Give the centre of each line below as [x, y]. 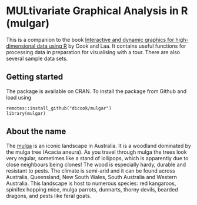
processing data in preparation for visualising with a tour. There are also [93, 52]
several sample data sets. [37, 58]
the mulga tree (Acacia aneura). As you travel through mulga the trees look [96, 152]
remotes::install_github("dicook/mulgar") [59, 108]
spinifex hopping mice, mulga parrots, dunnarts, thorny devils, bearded [92, 189]
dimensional [21, 46]
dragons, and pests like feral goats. [49, 196]
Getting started [35, 77]
